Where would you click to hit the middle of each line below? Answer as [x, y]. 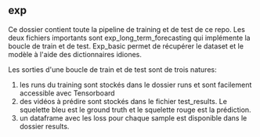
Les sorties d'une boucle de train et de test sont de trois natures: [112, 69]
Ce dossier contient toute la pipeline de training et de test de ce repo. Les [126, 29]
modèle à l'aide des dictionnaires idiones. [75, 54]
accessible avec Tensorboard [67, 93]
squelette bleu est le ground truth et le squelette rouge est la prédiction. [135, 110]
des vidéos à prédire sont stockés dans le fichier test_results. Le [123, 101]
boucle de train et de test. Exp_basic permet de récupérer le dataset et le [126, 46]
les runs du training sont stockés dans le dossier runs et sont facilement [135, 85]
